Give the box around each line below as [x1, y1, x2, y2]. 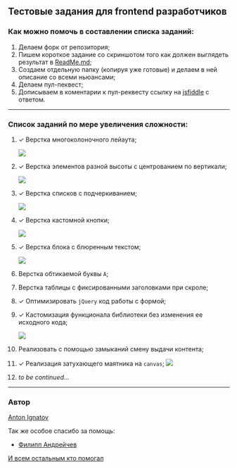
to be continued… [18, 373, 70, 381]
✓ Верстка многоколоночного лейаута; [18, 135, 137, 144]
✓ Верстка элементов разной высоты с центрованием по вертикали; [18, 162, 227, 170]
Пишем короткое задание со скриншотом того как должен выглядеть [18, 50, 229, 58]
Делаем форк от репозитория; [18, 42, 110, 51]
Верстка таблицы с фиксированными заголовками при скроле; [18, 283, 209, 292]
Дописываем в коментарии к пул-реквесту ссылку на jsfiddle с [18, 87, 210, 96]
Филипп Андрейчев [18, 440, 77, 449]
